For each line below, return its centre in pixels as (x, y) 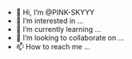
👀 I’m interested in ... (50, 21)
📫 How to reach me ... (53, 47)
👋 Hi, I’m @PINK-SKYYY (55, 12)
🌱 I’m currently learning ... (58, 29)
